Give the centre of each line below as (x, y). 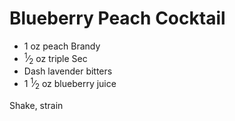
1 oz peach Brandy (62, 46)
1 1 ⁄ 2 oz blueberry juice (70, 84)
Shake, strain (36, 105)
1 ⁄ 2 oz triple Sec (55, 58)
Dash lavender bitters (68, 71)
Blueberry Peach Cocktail (117, 18)
